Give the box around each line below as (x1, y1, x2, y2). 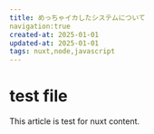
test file (9, 86, 68, 107)
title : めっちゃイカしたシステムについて (9, 13, 146, 23)
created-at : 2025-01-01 (9, 30, 100, 39)
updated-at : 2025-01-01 (9, 38, 100, 48)
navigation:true (9, 22, 71, 31)
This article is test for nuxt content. (9, 116, 140, 127)
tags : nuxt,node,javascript (9, 47, 116, 56)
